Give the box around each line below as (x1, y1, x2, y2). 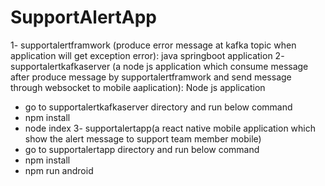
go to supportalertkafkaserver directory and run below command (24, 101, 293, 113)
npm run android (24, 164, 94, 176)
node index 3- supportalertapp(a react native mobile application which (24, 122, 317, 134)
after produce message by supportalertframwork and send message (10, 71, 292, 83)
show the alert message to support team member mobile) (24, 132, 262, 145)
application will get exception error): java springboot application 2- (10, 49, 285, 61)
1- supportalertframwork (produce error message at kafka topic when (10, 39, 297, 51)
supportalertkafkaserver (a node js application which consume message (10, 60, 309, 72)
